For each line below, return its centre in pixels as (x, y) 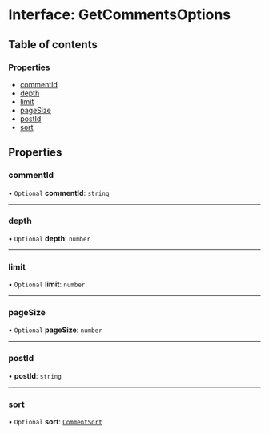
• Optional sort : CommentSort (55, 422)
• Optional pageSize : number (55, 330)
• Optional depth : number (49, 238)
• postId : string (35, 375)
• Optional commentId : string (59, 193)
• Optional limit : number (47, 284)
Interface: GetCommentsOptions (120, 15)
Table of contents (53, 45)
